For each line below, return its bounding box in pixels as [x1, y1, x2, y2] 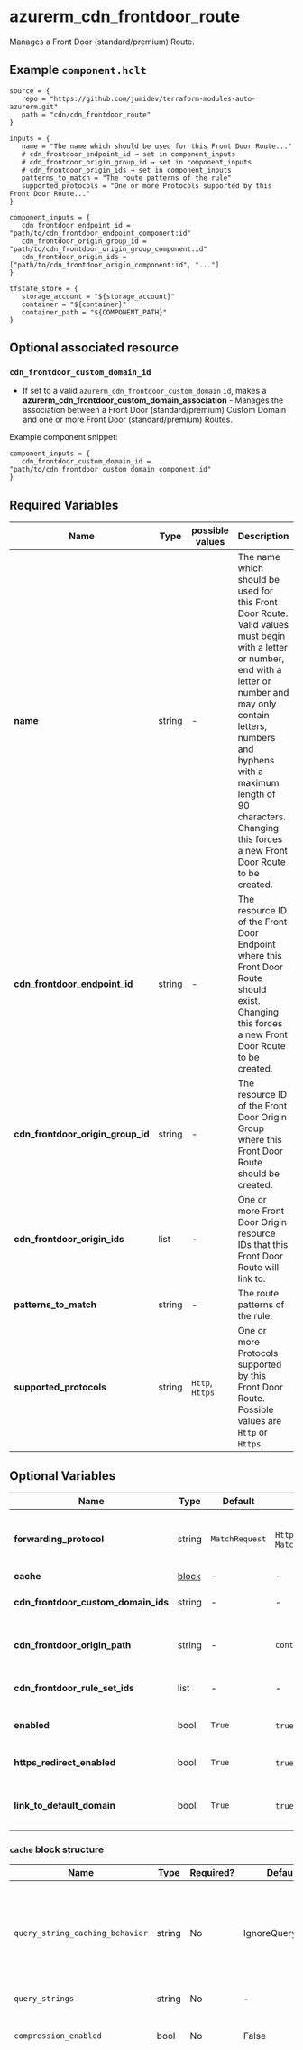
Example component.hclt [9, 62, 147, 78]
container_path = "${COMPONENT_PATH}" [21, 307, 168, 317]
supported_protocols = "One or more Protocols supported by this [21, 181, 272, 191]
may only [237, 697, 277, 710]
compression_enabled [14, 2031, 102, 2041]
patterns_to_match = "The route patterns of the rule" [21, 173, 232, 183]
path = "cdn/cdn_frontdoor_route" [21, 110, 151, 119]
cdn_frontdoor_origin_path [14, 1639, 132, 1652]
